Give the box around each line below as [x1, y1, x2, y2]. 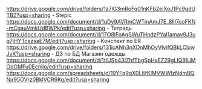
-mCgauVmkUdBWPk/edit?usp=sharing [6, 24, 106, 31]
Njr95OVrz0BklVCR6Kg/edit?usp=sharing [6, 76, 110, 83]
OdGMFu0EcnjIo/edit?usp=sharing [6, 63, 93, 70]
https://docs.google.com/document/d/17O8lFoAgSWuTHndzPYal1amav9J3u [6, 31, 196, 38]
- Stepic [51, 12, 72, 19]
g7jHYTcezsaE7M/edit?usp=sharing [6, 38, 96, 44]
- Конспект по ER [96, 38, 141, 44]
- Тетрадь [106, 24, 132, 31]
